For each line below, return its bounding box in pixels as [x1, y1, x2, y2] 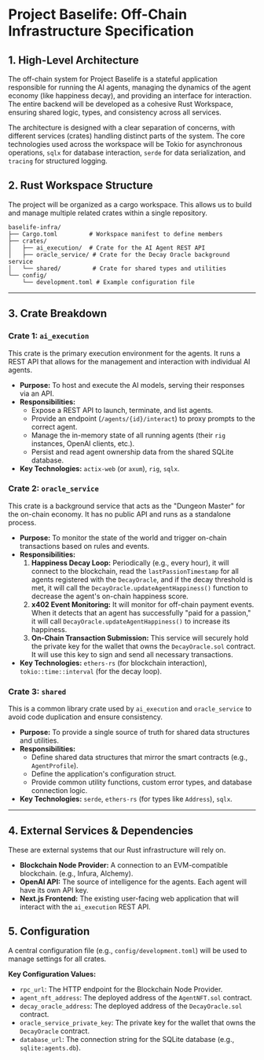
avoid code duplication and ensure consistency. [8, 712, 163, 722]
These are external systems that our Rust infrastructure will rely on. [8, 845, 226, 854]
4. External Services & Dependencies [8, 824, 194, 838]
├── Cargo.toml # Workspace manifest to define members [8, 230, 223, 238]
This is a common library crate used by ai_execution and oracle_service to [8, 704, 252, 714]
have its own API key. [19, 885, 89, 894]
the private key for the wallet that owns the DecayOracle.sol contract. [31, 641, 256, 651]
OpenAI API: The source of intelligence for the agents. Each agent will [19, 877, 247, 886]
